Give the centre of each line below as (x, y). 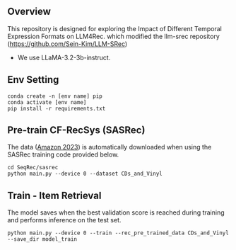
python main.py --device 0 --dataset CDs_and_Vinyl (85, 174)
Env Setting (33, 80)
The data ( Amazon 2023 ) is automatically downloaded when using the (110, 147)
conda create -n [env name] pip (55, 96)
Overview (29, 12)
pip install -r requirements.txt (57, 108)
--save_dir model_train (42, 239)
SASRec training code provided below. (63, 154)
